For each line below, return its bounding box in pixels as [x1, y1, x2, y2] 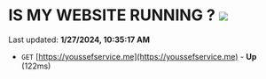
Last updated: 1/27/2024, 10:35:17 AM [8, 34, 150, 45]
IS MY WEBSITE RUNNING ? [8, 5, 216, 25]
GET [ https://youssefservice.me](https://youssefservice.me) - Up [20, 51, 257, 61]
